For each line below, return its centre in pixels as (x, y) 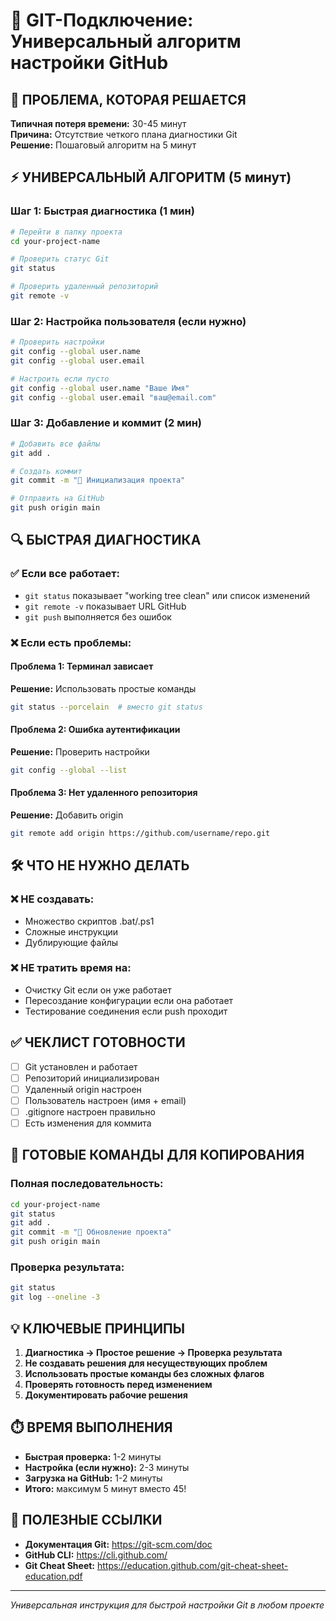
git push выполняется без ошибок (98, 616)
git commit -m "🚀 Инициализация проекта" (98, 480)
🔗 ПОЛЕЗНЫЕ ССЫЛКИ (86, 1520)
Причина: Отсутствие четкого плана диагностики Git (124, 134)
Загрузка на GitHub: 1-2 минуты (93, 1478)
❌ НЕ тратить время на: (71, 968)
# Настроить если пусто (60, 379)
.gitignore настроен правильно (90, 1111)
